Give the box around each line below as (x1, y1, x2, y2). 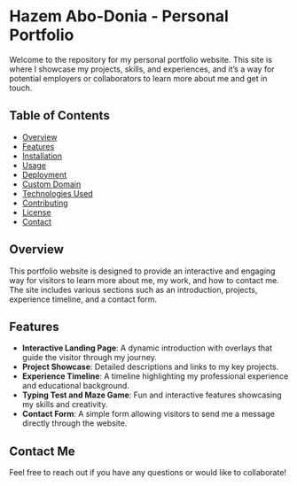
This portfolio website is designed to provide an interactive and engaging (9, 266, 276, 276)
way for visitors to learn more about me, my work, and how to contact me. (9, 274, 279, 285)
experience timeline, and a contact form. (9, 294, 158, 305)
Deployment (21, 169, 67, 180)
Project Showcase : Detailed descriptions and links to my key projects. (21, 361, 279, 373)
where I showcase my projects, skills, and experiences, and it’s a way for (9, 64, 275, 74)
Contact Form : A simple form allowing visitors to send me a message (21, 409, 275, 420)
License (21, 206, 51, 218)
